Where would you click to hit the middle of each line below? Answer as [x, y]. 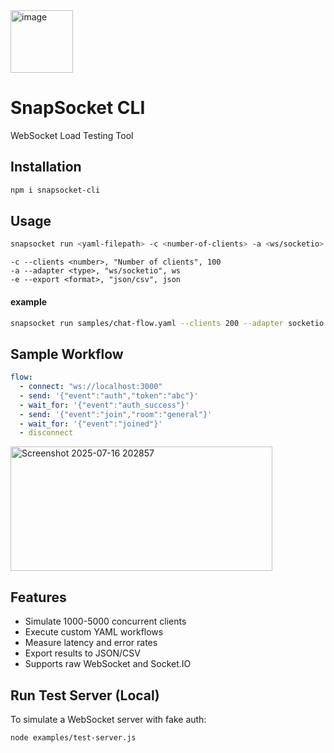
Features [38, 597]
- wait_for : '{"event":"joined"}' [91, 424]
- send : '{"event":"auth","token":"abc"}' [109, 395]
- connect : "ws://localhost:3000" [91, 387]
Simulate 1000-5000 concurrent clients [105, 621]
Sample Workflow [67, 354]
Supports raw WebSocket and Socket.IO [108, 664]
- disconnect [46, 433]
